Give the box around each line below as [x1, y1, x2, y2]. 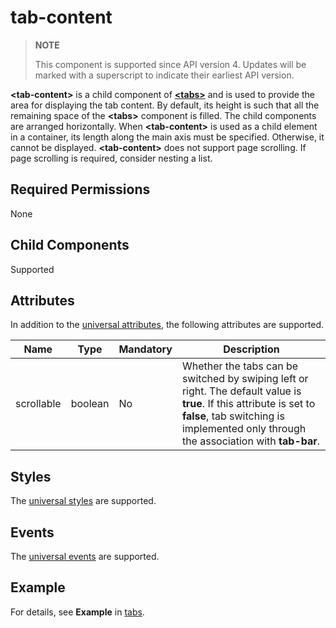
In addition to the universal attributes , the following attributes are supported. [10, 319, 325, 331]
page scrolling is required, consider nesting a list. [10, 152, 213, 164]
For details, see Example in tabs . [10, 606, 145, 618]
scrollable [15, 397, 62, 411]
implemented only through [181, 422, 307, 436]
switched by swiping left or [181, 372, 309, 386]
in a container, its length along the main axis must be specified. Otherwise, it [10, 131, 325, 143]
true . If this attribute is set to [181, 397, 316, 411]
